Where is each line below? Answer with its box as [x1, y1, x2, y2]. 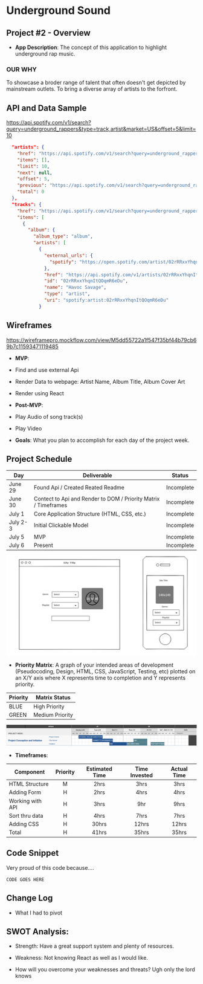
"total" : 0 [17, 189, 45, 195]
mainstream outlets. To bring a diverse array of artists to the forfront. [6, 85, 178, 92]
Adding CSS [8, 820, 39, 828]
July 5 [8, 533, 25, 541]
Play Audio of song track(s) [14, 413, 83, 420]
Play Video [14, 424, 42, 432]
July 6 [8, 542, 25, 549]
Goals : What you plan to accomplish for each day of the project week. [14, 436, 190, 444]
